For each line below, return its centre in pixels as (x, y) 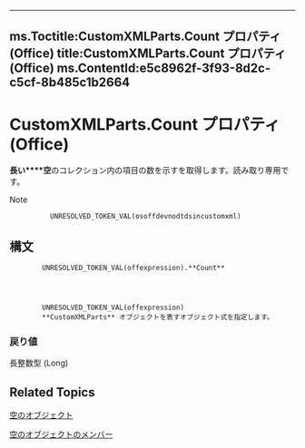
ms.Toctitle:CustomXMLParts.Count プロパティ (145, 37)
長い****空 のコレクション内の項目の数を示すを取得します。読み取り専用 (145, 170)
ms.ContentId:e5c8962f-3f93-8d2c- (164, 68)
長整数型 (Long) (39, 363)
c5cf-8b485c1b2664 (70, 83)
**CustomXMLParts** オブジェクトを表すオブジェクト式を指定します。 (158, 317)
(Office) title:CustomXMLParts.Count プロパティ (148, 54)
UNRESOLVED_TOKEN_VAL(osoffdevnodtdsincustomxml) (146, 217)
